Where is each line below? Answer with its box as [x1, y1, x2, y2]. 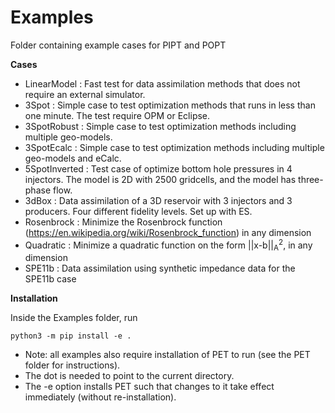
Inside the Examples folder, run [10, 312, 138, 324]
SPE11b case [24, 273, 77, 285]
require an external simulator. [24, 88, 146, 100]
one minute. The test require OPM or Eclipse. [24, 109, 211, 121]
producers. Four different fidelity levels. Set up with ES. [24, 205, 253, 217]
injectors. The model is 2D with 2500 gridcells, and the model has [24, 173, 297, 185]
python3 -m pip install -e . [10, 331, 132, 341]
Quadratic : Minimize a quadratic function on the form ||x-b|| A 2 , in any [24, 237, 313, 253]
